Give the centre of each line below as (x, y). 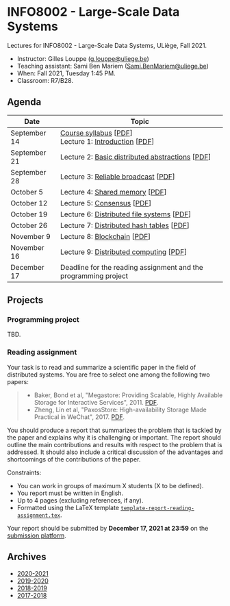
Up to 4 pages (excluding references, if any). (80, 500)
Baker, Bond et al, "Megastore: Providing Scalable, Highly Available (128, 395)
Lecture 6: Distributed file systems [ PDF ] (126, 214)
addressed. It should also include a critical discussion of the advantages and (115, 452)
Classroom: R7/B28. (45, 80)
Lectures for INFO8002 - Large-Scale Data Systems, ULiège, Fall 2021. (107, 45)
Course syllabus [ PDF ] (97, 133)
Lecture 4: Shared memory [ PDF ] (114, 192)
